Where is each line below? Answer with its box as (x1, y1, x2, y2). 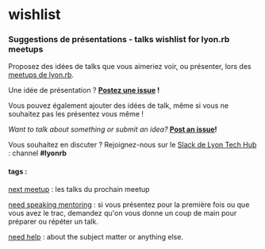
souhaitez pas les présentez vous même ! (8, 109, 144, 119)
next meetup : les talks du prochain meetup (8, 184, 150, 193)
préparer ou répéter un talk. (8, 216, 99, 226)
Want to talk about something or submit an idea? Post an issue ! (8, 125, 217, 134)
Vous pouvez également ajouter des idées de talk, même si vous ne (8, 101, 229, 110)
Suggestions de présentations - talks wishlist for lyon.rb (8, 34, 230, 45)
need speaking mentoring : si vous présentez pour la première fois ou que (8, 200, 250, 209)
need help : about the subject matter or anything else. (8, 232, 184, 241)
